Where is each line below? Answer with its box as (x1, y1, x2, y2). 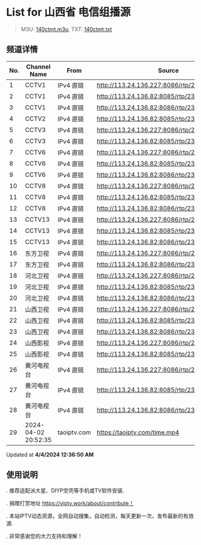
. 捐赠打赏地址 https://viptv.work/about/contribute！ (6, 500, 135, 507)
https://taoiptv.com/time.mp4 (96, 428, 179, 436)
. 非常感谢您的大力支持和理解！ (6, 532, 83, 540)
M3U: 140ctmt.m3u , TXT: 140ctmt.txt (20, 25, 112, 33)
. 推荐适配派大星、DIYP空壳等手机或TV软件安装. (6, 486, 124, 494)
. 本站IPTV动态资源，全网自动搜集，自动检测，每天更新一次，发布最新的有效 (6, 512, 194, 519)
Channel (26, 62, 51, 71)
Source (157, 66, 179, 75)
